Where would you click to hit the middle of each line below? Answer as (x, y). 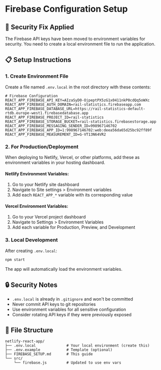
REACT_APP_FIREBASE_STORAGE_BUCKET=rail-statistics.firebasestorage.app (81, 121)
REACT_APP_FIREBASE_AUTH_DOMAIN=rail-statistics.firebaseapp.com (73, 104)
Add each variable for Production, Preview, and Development (74, 227)
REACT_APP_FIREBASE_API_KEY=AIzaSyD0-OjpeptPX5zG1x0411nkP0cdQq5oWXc (78, 100)
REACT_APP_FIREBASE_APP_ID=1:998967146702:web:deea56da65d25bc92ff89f (79, 130)
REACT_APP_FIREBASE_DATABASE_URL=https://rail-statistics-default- (75, 109)
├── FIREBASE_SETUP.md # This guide (49, 354)
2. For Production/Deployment (42, 147)
